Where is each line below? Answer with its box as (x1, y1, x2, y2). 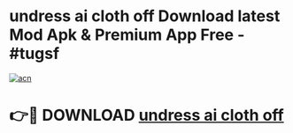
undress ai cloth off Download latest (9, 6, 281, 26)
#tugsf (9, 44, 60, 63)
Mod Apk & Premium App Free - (9, 25, 245, 45)
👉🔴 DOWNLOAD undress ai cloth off (9, 106, 285, 125)
